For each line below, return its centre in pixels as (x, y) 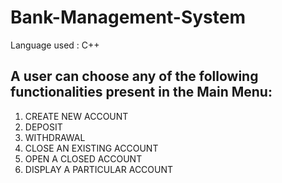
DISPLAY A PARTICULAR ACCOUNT (99, 169)
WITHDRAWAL (55, 137)
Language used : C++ (55, 45)
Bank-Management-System (128, 17)
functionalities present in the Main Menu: (141, 92)
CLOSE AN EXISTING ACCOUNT (91, 148)
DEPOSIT (43, 127)
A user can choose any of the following (134, 76)
